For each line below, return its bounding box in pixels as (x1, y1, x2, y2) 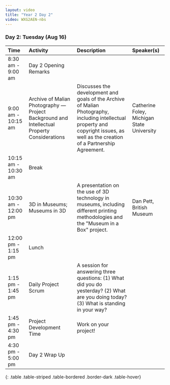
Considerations (28, 133, 65, 140)
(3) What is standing (76, 300, 125, 307)
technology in (76, 194, 110, 201)
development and (76, 89, 119, 96)
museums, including (76, 201, 125, 208)
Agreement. (76, 146, 105, 153)
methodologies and (76, 213, 123, 220)
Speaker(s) (132, 47, 160, 54)
